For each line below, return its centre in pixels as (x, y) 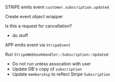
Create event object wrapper (34, 16)
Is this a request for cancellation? (38, 26)
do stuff (20, 35)
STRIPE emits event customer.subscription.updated (57, 7)
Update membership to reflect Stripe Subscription (61, 74)
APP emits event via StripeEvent (38, 45)
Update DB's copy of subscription (47, 69)
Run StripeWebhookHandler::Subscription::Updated (57, 54)
